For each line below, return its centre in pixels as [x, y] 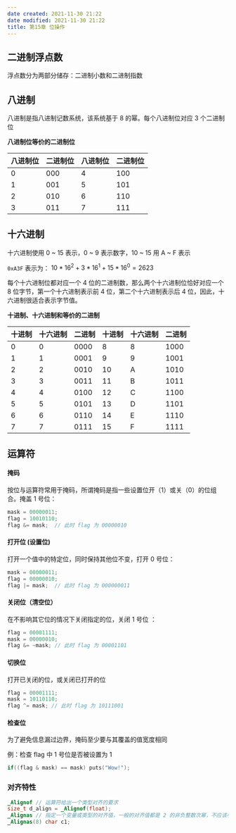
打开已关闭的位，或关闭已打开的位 [57, 679]
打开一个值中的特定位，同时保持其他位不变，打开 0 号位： [91, 559]
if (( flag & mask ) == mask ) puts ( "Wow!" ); [69, 768]
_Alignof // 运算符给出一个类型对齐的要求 [63, 802]
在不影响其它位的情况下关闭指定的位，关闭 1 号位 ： [82, 619]
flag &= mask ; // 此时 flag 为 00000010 [67, 525]
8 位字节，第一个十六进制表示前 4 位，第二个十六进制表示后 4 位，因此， [113, 292]
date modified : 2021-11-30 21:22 [56, 20]
